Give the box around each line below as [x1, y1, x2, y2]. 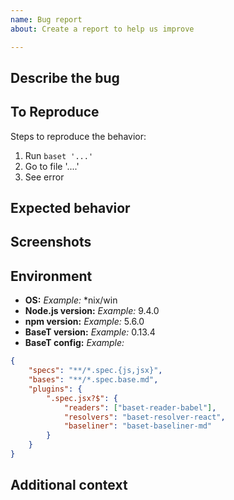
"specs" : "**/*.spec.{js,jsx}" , [28, 366, 163, 376]
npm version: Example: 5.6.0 [24, 316, 145, 328]
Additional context [10, 477, 128, 494]
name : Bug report [10, 14, 83, 25]
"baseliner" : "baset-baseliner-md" [63, 421, 213, 431]
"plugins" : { [28, 384, 83, 394]
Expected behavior [10, 200, 131, 217]
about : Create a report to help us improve [10, 24, 195, 34]
